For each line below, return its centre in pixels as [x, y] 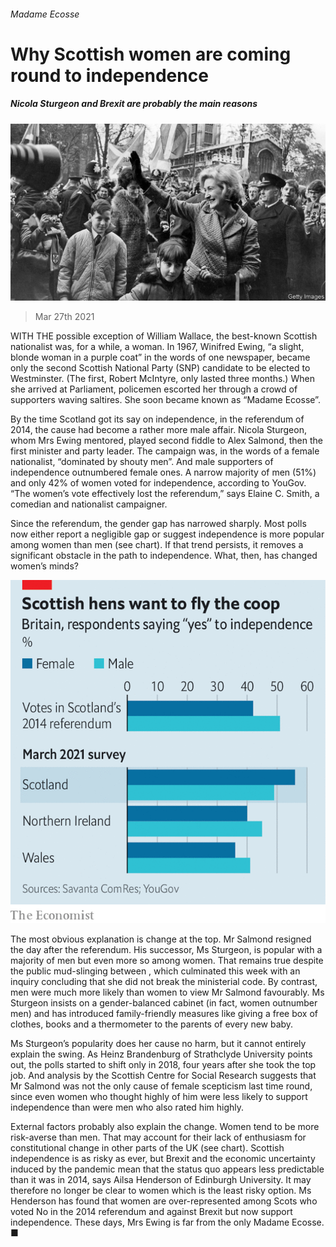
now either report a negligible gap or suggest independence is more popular [167, 534]
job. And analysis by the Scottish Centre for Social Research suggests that [163, 1075]
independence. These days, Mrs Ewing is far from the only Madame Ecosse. [167, 1222]
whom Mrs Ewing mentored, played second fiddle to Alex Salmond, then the [166, 441]
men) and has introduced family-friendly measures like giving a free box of [164, 1013]
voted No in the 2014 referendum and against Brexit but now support [151, 1211]
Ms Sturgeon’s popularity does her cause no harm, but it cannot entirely [158, 1043]
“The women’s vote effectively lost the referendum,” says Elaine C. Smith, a [165, 494]
